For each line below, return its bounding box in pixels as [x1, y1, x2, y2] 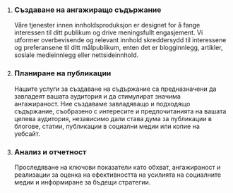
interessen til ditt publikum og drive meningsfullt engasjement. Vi [13, 28, 203, 37]
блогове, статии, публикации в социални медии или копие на [13, 122, 200, 130]
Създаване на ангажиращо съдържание [13, 5, 162, 15]
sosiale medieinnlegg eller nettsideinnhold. [13, 51, 139, 59]
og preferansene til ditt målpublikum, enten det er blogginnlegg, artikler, [13, 44, 224, 52]
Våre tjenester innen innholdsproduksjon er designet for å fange [13, 21, 201, 30]
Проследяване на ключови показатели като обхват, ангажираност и [13, 163, 221, 171]
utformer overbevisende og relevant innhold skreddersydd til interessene [13, 36, 227, 44]
